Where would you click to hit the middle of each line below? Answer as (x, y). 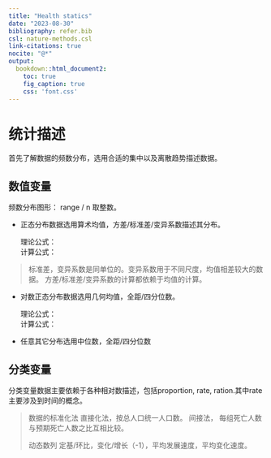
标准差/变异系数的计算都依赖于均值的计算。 (134, 279)
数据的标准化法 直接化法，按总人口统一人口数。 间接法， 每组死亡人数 (145, 417)
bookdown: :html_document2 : (61, 69)
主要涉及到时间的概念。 (47, 400)
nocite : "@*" (30, 54)
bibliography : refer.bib (50, 31)
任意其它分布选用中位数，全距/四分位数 (86, 341)
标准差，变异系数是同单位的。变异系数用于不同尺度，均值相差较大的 (142, 270)
